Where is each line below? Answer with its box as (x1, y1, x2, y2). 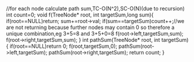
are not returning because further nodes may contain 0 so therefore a (6, 24, 175, 31)
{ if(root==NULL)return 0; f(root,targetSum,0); (6, 43, 118, 50)
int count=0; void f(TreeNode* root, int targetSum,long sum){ (6, 11, 154, 18)
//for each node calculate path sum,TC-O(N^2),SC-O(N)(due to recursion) (6, 5, 185, 12)
